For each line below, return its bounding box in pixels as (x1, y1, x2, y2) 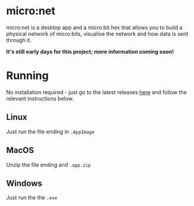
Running (6, 69, 49, 83)
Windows (6, 178, 42, 188)
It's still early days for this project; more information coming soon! (6, 48, 174, 55)
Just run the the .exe (6, 194, 58, 201)
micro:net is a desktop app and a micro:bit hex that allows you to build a (6, 24, 183, 31)
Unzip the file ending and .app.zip (6, 161, 91, 168)
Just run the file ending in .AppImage (6, 128, 95, 135)
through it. (6, 36, 32, 43)
